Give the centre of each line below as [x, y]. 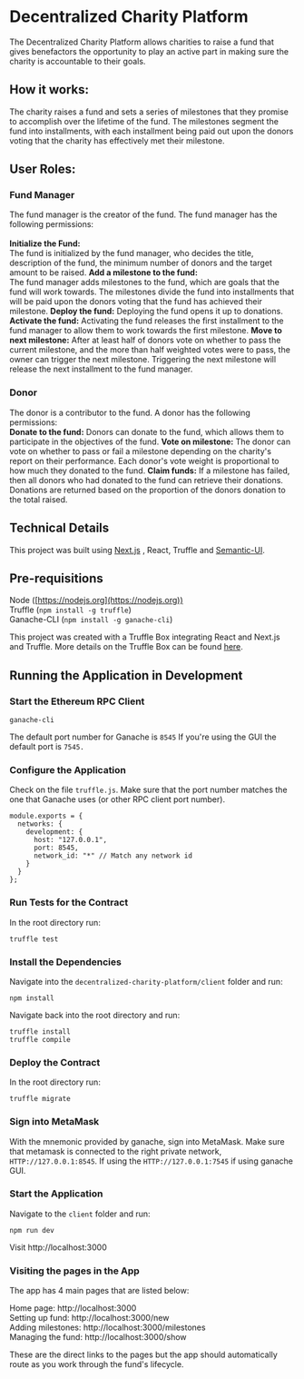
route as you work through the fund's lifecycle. [97, 1364]
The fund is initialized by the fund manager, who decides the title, [132, 253]
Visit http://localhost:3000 [58, 1247]
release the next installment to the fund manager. [101, 369]
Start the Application [56, 1194]
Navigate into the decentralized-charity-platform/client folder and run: [146, 981]
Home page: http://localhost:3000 [73, 1308]
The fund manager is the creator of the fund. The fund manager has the [143, 214]
